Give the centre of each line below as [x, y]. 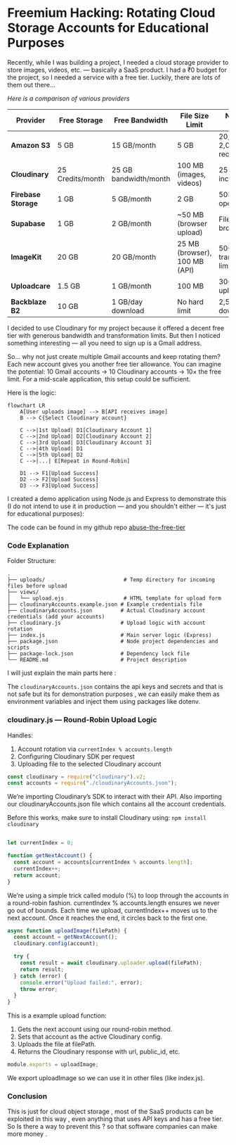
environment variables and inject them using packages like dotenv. [104, 702]
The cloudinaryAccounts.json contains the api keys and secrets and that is [115, 687]
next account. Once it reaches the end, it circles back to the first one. [107, 918]
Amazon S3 [31, 145]
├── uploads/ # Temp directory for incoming [111, 580]
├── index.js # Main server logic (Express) [110, 635]
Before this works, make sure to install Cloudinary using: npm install [107, 818]
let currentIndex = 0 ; [40, 843]
